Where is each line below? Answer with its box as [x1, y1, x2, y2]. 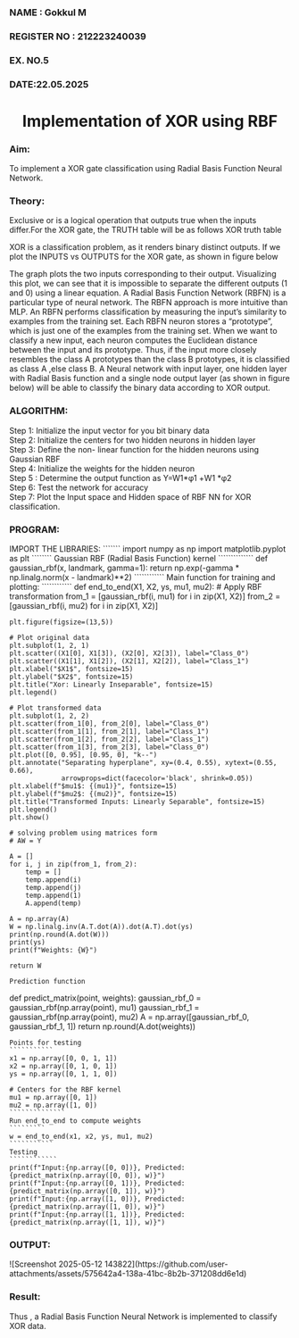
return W [9, 961, 42, 970]
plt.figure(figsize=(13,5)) [9, 618, 114, 627]
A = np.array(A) [9, 915, 70, 924]
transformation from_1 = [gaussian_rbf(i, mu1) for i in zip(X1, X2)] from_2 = [9, 591, 281, 602]
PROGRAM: [9, 523, 60, 536]
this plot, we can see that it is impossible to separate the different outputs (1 [9, 278, 288, 289]
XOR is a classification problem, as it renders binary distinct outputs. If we [9, 242, 281, 253]
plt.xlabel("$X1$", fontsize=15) [9, 665, 134, 674]
